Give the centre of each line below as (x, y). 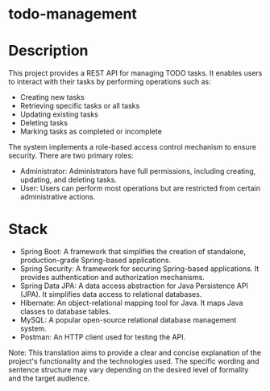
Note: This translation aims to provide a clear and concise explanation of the (135, 353)
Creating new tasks (52, 97)
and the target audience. (49, 378)
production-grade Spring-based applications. (96, 260)
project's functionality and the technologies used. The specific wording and (134, 361)
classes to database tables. (65, 311)
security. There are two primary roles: (71, 156)
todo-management (73, 14)
